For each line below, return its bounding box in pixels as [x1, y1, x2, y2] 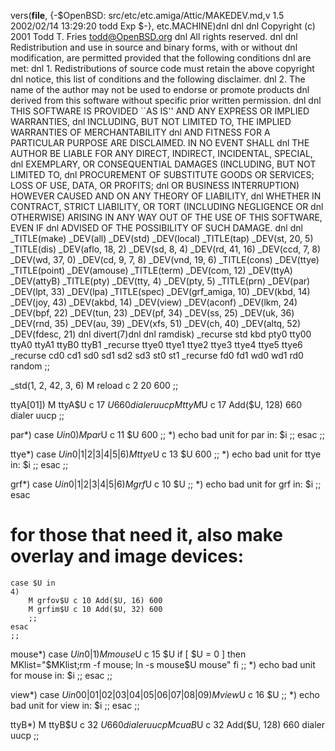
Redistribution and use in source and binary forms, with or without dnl [10, 41, 298, 53]
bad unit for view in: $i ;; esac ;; [10, 699, 140, 711]
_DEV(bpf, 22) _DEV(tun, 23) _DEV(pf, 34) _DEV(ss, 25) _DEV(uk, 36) [10, 307, 295, 319]
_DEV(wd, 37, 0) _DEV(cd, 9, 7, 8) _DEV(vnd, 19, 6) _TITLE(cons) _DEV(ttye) [10, 254, 320, 265]
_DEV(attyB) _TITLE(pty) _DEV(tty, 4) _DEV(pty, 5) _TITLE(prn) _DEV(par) [10, 275, 311, 287]
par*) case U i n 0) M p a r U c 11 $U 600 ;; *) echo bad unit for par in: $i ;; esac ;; [10, 429, 325, 440]
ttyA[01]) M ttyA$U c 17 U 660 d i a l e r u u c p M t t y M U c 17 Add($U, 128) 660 [10, 399, 303, 410]
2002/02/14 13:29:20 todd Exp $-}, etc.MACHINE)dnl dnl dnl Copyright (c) [10, 20, 316, 32]
